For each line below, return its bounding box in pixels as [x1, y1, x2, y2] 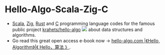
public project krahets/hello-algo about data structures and [12, 26, 143, 33]
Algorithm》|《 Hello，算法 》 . [12, 44, 71, 50]
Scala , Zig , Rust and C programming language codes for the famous [12, 20, 155, 26]
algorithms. [12, 32, 36, 38]
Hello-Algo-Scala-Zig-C [5, 4, 108, 15]
